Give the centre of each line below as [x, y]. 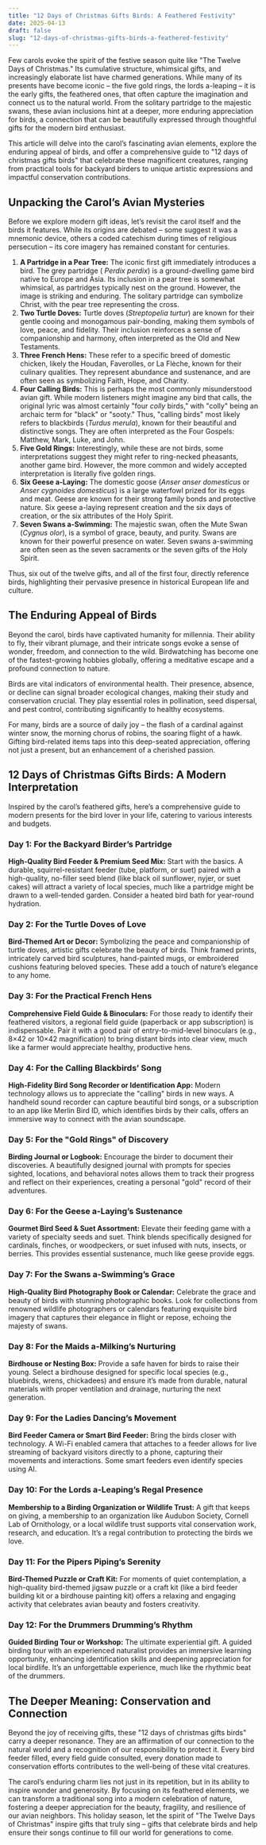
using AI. [23, 1469]
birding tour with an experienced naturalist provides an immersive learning [130, 1651]
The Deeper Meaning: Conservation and [110, 1701]
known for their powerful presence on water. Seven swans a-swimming [136, 541]
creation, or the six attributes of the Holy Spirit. [96, 516]
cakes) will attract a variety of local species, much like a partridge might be [131, 886]
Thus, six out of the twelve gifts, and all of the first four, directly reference [129, 574]
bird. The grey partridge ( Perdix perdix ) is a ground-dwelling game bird [137, 271]
